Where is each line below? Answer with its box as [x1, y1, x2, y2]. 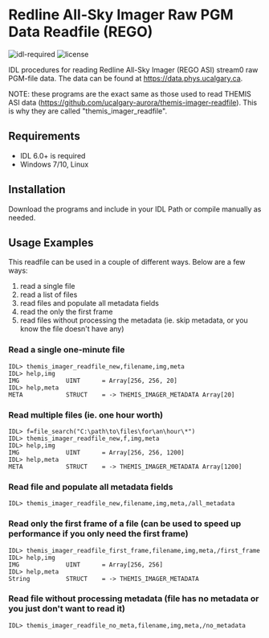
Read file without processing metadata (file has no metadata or [8, 593, 259, 604]
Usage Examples [8, 236, 94, 249]
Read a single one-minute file [8, 344, 125, 356]
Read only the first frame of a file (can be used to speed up [8, 518, 242, 529]
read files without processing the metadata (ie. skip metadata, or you [19, 315, 249, 325]
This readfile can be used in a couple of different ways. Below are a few [8, 257, 246, 267]
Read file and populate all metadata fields [8, 481, 173, 492]
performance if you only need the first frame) [8, 529, 189, 540]
